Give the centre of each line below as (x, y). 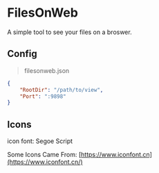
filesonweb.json (47, 70)
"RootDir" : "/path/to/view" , (62, 90)
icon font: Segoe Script (40, 141)
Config (22, 54)
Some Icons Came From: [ (44, 155)
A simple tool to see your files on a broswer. (70, 32)
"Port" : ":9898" (43, 96)
